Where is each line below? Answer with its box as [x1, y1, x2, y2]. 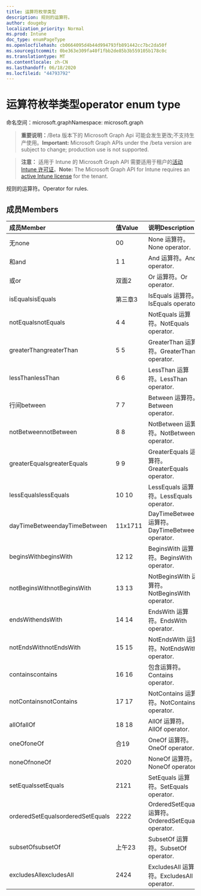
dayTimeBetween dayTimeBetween [9, 522, 108, 530]
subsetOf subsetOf [9, 843, 61, 851]
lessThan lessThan [9, 374, 60, 382]
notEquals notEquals [9, 318, 65, 326]
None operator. [148, 243, 191, 251]
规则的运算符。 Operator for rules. [6, 185, 89, 192]
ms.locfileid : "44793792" [6, 70, 71, 76]
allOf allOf [9, 721, 36, 728]
